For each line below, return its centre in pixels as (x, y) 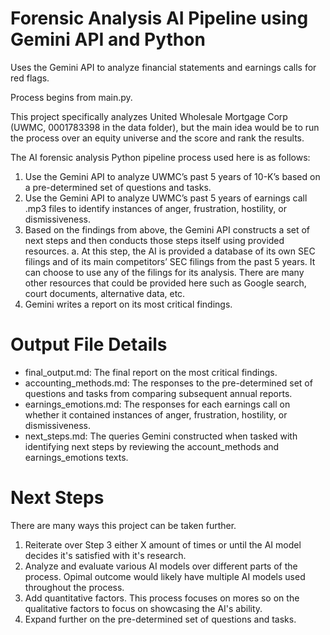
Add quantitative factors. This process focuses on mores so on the (162, 598)
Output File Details (89, 344)
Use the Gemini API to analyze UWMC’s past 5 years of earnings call (166, 198)
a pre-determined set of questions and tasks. (118, 187)
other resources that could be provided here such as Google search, (165, 283)
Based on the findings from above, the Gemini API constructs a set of (167, 229)
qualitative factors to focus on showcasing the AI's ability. (143, 608)
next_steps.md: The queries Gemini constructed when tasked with (161, 436)
